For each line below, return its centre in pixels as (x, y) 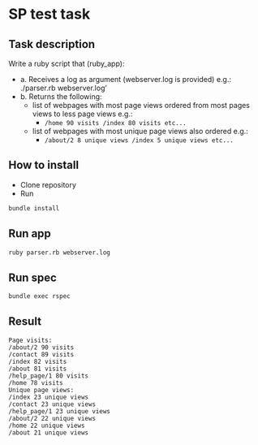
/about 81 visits (38, 369)
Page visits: (30, 340)
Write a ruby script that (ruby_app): (67, 63)
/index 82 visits (38, 361)
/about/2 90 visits (41, 347)
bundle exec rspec (39, 296)
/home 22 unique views (47, 426)
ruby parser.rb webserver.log (60, 253)
